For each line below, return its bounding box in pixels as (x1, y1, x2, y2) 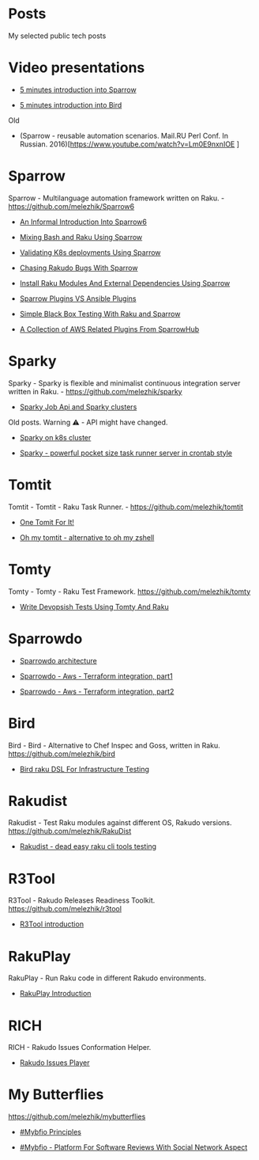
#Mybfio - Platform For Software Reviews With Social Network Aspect (19, 1143, 248, 1152)
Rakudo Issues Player (19, 1058, 90, 1067)
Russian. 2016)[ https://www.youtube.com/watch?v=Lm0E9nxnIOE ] (19, 139, 239, 149)
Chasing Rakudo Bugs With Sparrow (19, 263, 138, 272)
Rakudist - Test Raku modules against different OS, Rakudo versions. (8, 818, 232, 827)
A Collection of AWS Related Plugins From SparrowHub (19, 324, 200, 333)
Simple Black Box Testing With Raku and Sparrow (19, 309, 181, 318)
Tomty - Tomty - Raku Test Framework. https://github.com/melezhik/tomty (8, 587, 251, 596)
